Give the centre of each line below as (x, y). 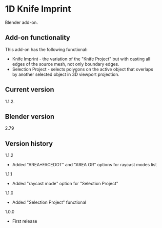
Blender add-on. (21, 22)
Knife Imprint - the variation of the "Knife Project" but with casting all (81, 59)
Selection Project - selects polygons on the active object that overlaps (83, 69)
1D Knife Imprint (38, 9)
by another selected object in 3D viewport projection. (66, 74)
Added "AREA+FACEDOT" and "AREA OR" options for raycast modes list (84, 165)
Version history (29, 144)
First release (25, 221)
